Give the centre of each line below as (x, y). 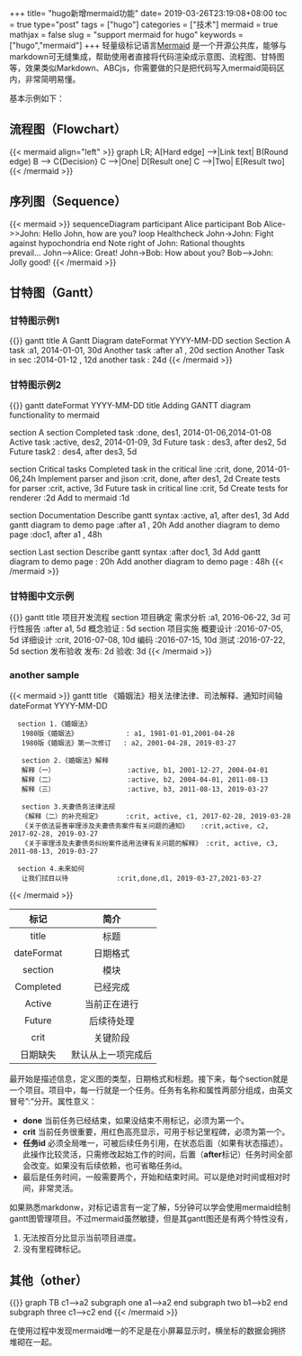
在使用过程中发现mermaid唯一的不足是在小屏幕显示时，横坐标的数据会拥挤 (148, 1331)
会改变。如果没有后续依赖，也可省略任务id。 (104, 1166)
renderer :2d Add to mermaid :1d (70, 498)
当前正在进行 (112, 1004)
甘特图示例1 (35, 320)
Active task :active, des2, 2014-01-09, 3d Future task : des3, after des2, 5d (148, 442)
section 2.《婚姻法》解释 (65, 761)
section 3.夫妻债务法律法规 (68, 807)
